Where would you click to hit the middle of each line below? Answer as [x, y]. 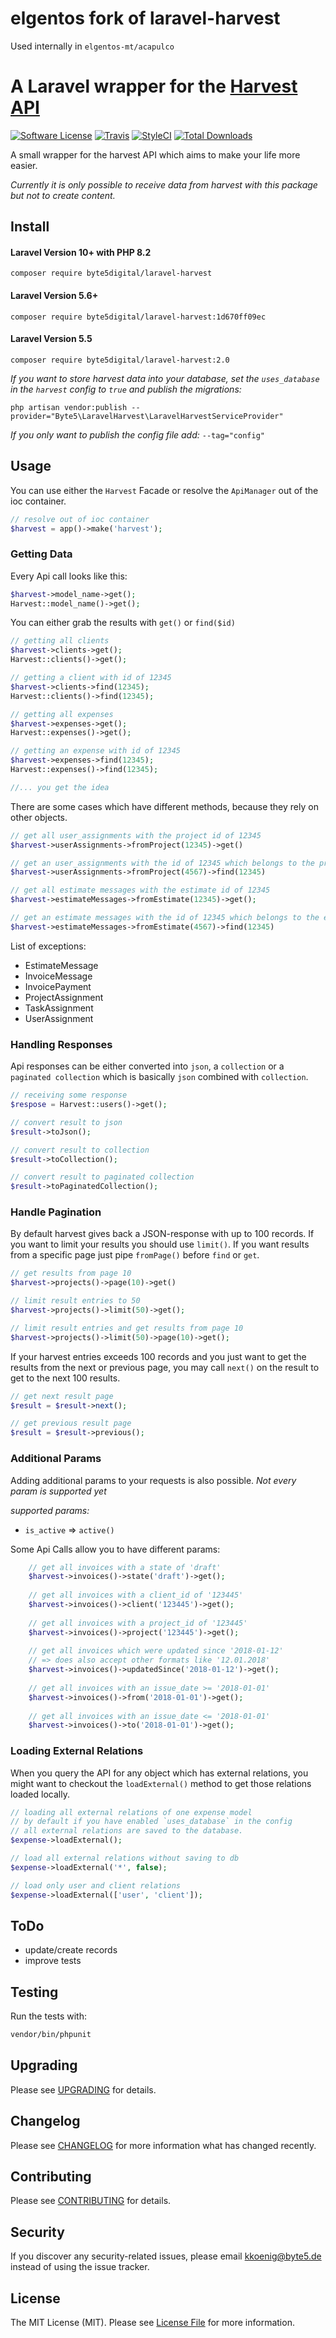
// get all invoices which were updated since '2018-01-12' [156, 1651]
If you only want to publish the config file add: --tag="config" [137, 434]
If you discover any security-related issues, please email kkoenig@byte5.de [166, 2256]
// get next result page [62, 1396]
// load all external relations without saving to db [125, 1858]
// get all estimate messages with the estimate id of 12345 [140, 890]
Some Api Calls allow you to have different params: [115, 1549]
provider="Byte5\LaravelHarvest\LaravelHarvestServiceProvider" [147, 416]
